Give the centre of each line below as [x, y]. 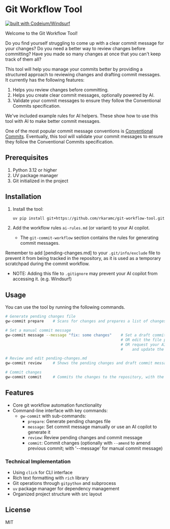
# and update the [142, 349]
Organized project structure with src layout [57, 494]
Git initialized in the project [40, 181]
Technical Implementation [38, 461]
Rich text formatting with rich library [51, 478]
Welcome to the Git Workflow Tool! [41, 33]
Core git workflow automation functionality [57, 405]
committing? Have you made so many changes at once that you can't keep [83, 54]
